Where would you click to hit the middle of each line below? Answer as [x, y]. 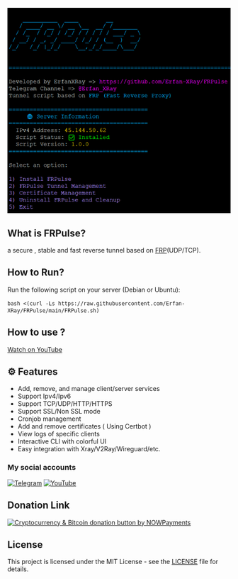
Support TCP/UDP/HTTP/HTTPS [65, 404]
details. [18, 569]
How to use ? [36, 332]
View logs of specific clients [59, 434]
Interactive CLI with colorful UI [62, 441]
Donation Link [39, 506]
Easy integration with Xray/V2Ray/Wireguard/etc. [89, 449]
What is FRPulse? [47, 233]
